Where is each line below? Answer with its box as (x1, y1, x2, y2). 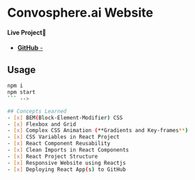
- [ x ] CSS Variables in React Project (7, 133, 120, 140)
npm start (7, 89, 36, 96)
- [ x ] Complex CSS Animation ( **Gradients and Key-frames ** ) (7, 127, 189, 134)
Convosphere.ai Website (7, 5, 153, 21)
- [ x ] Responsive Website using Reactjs (7, 159, 127, 166)
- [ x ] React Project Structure (7, 153, 98, 160)
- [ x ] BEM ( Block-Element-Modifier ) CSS (7, 114, 123, 121)
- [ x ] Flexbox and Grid (7, 120, 77, 128)
